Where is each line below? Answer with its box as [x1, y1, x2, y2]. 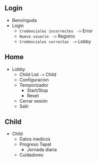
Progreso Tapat [19, 142, 51, 148]
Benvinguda [11, 17, 37, 23]
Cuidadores [19, 152, 43, 158]
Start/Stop [26, 87, 48, 93]
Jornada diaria [26, 147, 57, 153]
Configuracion [19, 77, 49, 83]
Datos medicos [19, 136, 50, 142]
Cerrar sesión [19, 98, 48, 104]
